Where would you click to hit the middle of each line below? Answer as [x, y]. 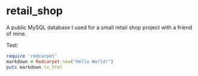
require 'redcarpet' [32, 56]
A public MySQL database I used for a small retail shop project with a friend [99, 27]
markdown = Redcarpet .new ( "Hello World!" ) [60, 61]
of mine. [16, 33]
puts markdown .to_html [34, 67]
